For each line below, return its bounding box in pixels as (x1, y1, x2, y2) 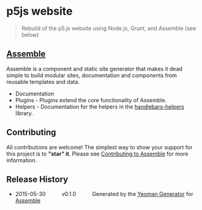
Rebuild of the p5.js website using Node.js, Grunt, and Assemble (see (21, 24, 196, 32)
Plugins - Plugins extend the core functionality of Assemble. (15, 96, 167, 103)
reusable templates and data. (6, 78, 80, 85)
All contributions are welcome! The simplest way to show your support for (6, 143, 193, 151)
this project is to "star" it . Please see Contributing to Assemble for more (6, 150, 189, 157)
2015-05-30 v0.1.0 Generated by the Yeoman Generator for (15, 190, 194, 198)
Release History (6, 174, 69, 184)
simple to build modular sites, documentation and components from (6, 72, 178, 79)
